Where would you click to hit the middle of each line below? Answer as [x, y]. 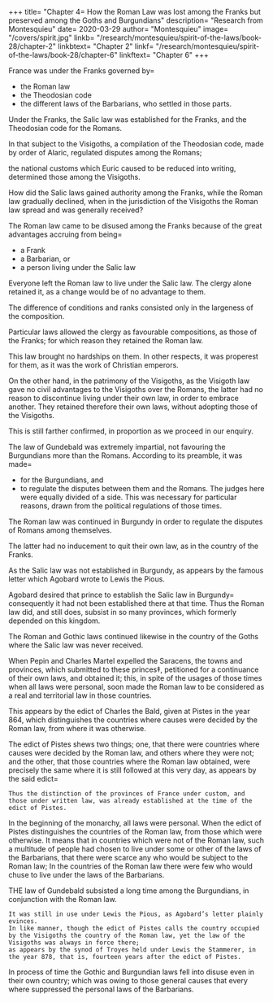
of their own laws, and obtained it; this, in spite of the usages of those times [135, 678]
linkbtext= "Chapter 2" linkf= [106, 46]
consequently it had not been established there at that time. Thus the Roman [136, 603]
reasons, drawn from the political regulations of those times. [121, 506]
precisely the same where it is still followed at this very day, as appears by [132, 770]
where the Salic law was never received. [76, 645]
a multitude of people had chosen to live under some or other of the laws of [135, 849]
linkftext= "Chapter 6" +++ [164, 55]
